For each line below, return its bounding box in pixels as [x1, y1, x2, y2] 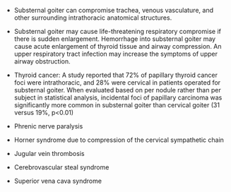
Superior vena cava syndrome [13, 176, 102, 185]
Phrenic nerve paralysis [13, 122, 83, 130]
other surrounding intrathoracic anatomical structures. [13, 13, 172, 22]
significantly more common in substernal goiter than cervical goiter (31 [13, 101, 220, 109]
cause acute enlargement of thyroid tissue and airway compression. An [13, 42, 222, 50]
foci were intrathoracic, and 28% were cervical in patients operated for [13, 78, 221, 87]
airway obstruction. [13, 57, 71, 66]
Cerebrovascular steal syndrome [13, 163, 109, 172]
